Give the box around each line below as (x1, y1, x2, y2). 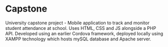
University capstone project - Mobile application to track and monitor (5, 20, 150, 26)
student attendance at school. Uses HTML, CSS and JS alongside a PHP (5, 25, 156, 31)
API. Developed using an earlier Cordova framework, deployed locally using (5, 30, 163, 36)
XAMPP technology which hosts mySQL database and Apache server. (5, 36, 151, 42)
